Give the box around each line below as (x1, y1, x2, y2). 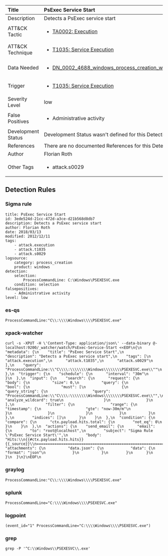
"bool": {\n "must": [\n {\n (5, 384, 128, 389)
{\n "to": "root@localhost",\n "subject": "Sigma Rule (5, 428, 153, 433)
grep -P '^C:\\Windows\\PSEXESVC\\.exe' (5, 546, 91, 551)
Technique (7, 49, 32, 56)
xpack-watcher (5, 329, 43, 336)
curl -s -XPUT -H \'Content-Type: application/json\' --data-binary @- (5, 341, 157, 346)
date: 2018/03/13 (5, 229, 41, 234)
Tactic (7, 31, 22, 38)
